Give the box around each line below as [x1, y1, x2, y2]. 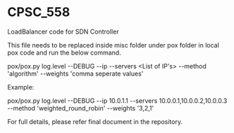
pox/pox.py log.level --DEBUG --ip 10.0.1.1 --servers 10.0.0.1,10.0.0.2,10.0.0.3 [7, 96, 228, 105]
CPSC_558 [7, 4, 70, 20]
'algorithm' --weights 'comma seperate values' [7, 69, 144, 78]
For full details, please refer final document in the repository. [7, 117, 183, 126]
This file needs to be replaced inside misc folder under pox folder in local [7, 41, 220, 49]
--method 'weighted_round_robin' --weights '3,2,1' [7, 104, 154, 112]
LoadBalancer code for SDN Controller [7, 27, 119, 36]
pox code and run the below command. [7, 48, 121, 57]
